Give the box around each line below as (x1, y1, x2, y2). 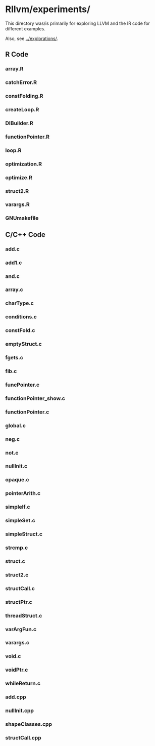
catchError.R (5, 79, 37, 86)
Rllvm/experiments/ (5, 4, 91, 15)
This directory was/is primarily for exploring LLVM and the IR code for (5, 20, 150, 26)
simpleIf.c (5, 504, 30, 511)
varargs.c (5, 639, 29, 646)
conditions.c (5, 313, 37, 320)
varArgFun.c (5, 626, 37, 633)
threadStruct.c (5, 612, 42, 619)
